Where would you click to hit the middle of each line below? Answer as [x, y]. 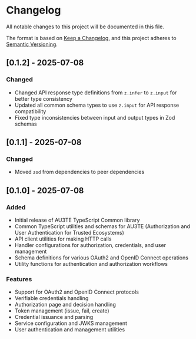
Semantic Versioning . [32, 44]
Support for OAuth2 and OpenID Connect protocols [77, 292]
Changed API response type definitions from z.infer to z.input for [96, 93]
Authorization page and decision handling [65, 305]
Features [19, 279]
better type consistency [43, 98]
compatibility [30, 111]
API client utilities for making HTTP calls [63, 239]
